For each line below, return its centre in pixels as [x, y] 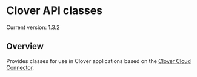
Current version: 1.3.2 [33, 27]
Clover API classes [55, 11]
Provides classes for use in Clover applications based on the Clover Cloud [98, 61]
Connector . [20, 67]
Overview [25, 46]
